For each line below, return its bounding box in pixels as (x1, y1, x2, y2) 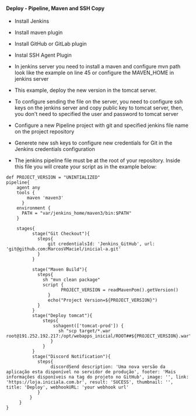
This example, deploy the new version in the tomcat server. (14, 87, 157, 94)
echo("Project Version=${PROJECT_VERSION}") (47, 297, 158, 304)
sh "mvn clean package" (43, 277, 100, 283)
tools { (16, 190, 35, 196)
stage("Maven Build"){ (32, 267, 87, 273)
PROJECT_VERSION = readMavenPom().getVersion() (61, 287, 179, 293)
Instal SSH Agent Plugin (14, 51, 72, 59)
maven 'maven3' (27, 195, 64, 201)
